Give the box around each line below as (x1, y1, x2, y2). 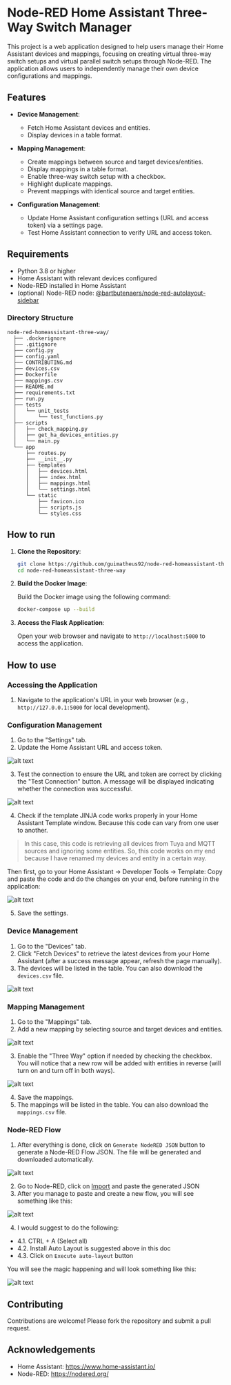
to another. (17, 826, 48, 835)
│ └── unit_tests (13, 407, 70, 414)
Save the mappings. (17, 1093, 74, 1101)
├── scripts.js (37, 504, 81, 511)
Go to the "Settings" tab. (17, 736, 88, 744)
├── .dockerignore (13, 335, 67, 342)
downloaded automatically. (17, 1155, 94, 1164)
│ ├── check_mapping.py (13, 425, 88, 432)
